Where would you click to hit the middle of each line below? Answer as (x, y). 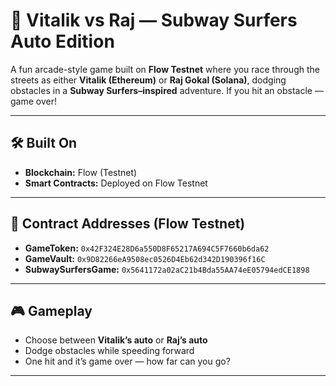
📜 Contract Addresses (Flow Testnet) (128, 224)
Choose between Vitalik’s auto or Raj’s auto (116, 340)
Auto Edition (62, 41)
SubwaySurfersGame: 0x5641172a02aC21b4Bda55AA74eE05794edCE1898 (167, 269)
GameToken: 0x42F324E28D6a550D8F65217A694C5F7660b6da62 (147, 248)
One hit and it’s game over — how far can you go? (127, 361)
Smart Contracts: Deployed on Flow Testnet (116, 183)
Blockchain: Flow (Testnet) (81, 172)
